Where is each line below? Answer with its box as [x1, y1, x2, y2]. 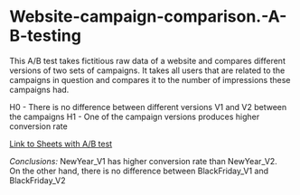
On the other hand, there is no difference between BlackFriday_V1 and [9, 165, 269, 176]
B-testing [9, 25, 81, 46]
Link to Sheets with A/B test [9, 138, 113, 149]
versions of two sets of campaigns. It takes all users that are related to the [9, 65, 286, 76]
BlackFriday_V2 [9, 174, 66, 186]
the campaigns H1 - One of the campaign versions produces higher [9, 111, 260, 122]
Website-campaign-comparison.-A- [9, 6, 287, 27]
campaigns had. [9, 84, 70, 95]
